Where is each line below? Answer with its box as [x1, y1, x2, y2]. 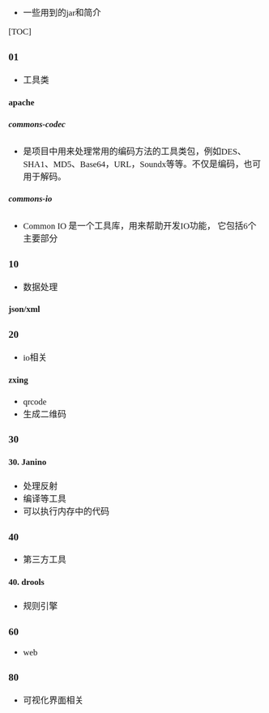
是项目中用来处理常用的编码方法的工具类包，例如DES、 [23, 146, 247, 157]
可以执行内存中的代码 [23, 506, 109, 517]
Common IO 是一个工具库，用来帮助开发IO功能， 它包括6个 [23, 220, 257, 231]
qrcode [23, 396, 47, 407]
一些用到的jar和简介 [23, 8, 101, 18]
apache [8, 97, 35, 108]
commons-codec [8, 119, 66, 130]
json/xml [8, 304, 41, 315]
